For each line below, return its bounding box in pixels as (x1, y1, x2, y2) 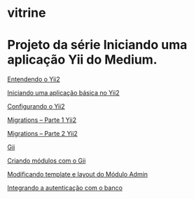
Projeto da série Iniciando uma (7, 37, 188, 53)
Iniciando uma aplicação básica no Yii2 (7, 89, 120, 97)
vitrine (7, 5, 46, 21)
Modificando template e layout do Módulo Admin (7, 170, 148, 179)
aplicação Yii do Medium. (7, 52, 158, 68)
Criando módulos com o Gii (7, 156, 86, 165)
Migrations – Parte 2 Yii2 (7, 130, 78, 138)
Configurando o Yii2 (7, 102, 65, 111)
